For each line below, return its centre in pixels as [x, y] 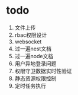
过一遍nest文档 [33, 49]
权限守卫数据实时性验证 [43, 71]
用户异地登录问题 [35, 64]
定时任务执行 [30, 85]
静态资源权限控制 [35, 78]
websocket [28, 42]
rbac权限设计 [31, 35]
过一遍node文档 [34, 56]
